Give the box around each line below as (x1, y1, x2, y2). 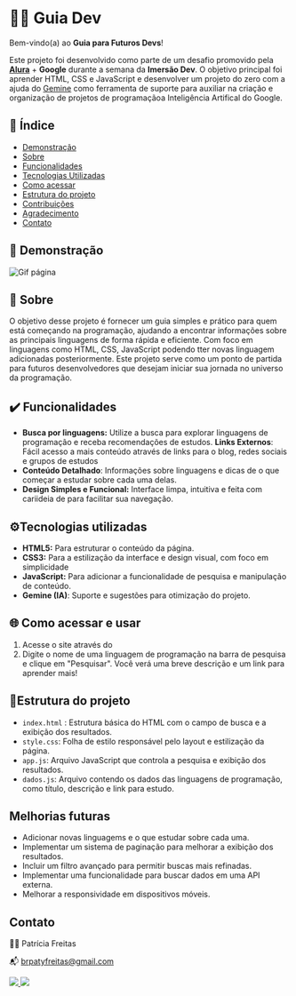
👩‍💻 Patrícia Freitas (9, 938, 77, 949)
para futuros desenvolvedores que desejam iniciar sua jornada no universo (9, 363, 284, 374)
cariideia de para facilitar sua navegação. (21, 493, 173, 505)
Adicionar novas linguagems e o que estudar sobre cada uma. (21, 833, 250, 843)
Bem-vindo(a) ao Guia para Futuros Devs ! (9, 37, 164, 48)
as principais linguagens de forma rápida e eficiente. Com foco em (9, 335, 253, 346)
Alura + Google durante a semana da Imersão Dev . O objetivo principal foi (9, 64, 283, 75)
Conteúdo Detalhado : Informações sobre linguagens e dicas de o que (21, 466, 280, 476)
